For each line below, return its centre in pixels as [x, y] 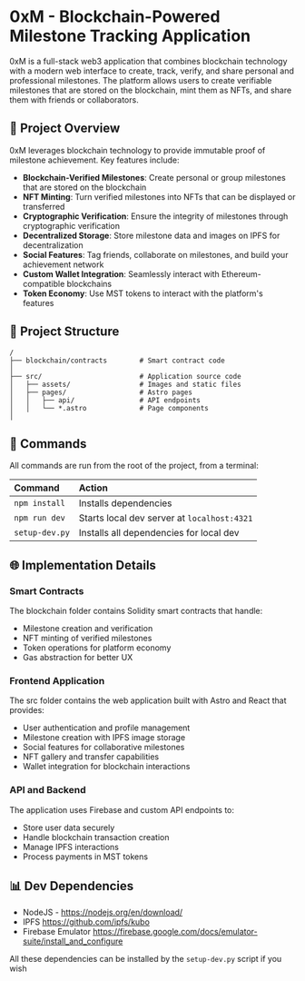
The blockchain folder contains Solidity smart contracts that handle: [136, 611]
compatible [44, 283]
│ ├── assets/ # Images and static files [126, 384]
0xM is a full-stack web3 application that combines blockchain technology [148, 61]
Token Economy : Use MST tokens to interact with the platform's [143, 293]
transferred [44, 206]
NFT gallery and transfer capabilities [91, 757]
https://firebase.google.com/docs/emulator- [175, 932]
